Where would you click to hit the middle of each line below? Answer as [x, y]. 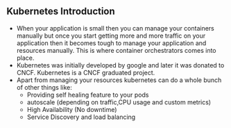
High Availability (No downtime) [72, 109]
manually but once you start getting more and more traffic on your [111, 35]
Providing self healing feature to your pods [88, 95]
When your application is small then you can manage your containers [115, 28]
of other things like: [44, 87]
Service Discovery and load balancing [81, 117]
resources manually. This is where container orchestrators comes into [116, 50]
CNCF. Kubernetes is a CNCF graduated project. [86, 72]
